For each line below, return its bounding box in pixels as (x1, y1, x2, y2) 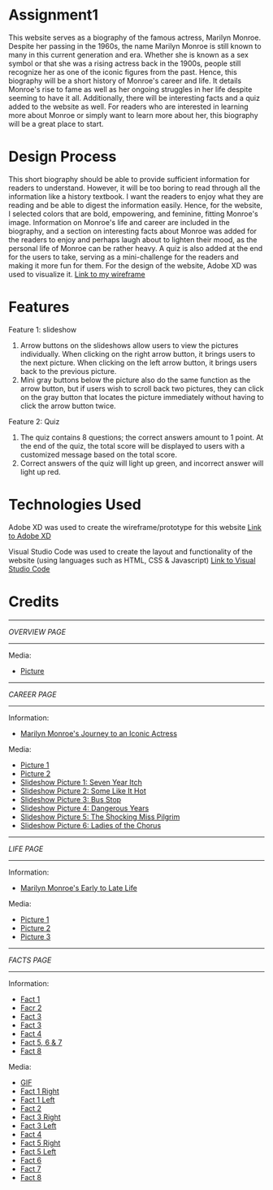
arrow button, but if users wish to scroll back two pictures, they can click (19, 384, 264, 393)
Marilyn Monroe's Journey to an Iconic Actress (19, 728, 177, 738)
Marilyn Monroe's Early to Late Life (19, 883, 138, 892)
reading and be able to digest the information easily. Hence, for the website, (8, 200, 262, 210)
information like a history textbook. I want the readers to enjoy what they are (8, 191, 264, 201)
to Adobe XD (8, 531, 51, 541)
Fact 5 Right (19, 1138, 61, 1148)
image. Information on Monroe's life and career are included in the (8, 217, 230, 227)
